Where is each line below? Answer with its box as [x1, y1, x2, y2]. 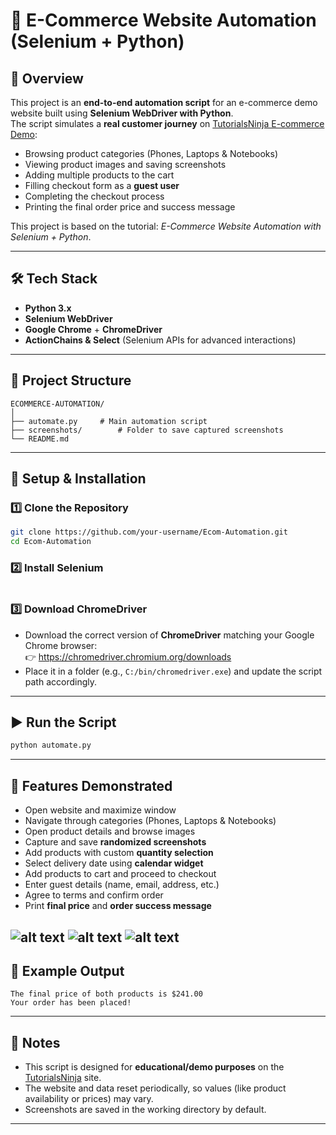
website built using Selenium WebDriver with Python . [10, 107, 234, 119]
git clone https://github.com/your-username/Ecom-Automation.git [10, 527, 288, 538]
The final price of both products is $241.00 [10, 989, 203, 999]
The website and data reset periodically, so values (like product [24, 1082, 287, 1094]
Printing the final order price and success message [24, 201, 236, 213]
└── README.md [10, 434, 70, 444]
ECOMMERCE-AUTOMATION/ [10, 399, 105, 409]
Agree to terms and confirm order [24, 889, 164, 901]
